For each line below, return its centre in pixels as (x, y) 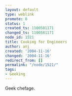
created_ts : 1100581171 (30, 28)
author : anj (17, 47)
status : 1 (15, 24)
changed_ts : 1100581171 (30, 33)
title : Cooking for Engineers (36, 42)
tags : (11, 70)
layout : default (22, 10)
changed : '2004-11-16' (28, 56)
